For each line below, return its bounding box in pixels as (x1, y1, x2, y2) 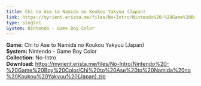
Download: (6, 60, 34, 68)
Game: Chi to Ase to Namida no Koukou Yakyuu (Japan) (6, 42, 145, 49)
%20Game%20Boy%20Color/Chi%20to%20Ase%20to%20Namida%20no (6, 66, 191, 74)
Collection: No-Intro (6, 54, 57, 61)
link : (6, 14, 20, 20)
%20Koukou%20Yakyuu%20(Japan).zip (6, 73, 106, 80)
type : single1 (6, 20, 42, 26)
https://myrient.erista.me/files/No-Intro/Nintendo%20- (35, 60, 169, 68)
